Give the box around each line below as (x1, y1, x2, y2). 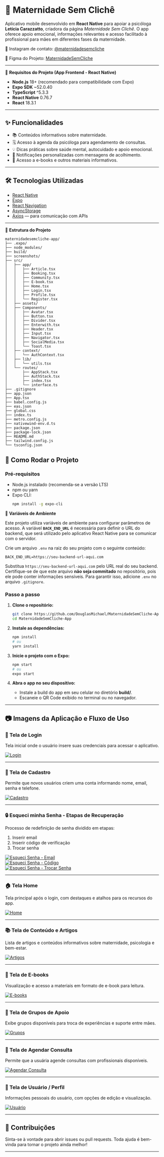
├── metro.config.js (5, 417, 47, 421)
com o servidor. (5, 536, 37, 542)
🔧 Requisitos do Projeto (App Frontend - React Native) (5, 69, 116, 75)
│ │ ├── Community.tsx (5, 275, 60, 280)
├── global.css (5, 408, 36, 413)
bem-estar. (5, 945, 27, 951)
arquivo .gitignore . (5, 579, 45, 585)
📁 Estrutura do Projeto (5, 227, 51, 233)
